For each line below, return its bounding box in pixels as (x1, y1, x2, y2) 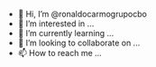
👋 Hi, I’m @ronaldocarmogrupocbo (17, 9, 147, 19)
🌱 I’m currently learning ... (17, 28, 115, 38)
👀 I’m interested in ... (17, 18, 95, 29)
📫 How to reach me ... (17, 48, 102, 58)
